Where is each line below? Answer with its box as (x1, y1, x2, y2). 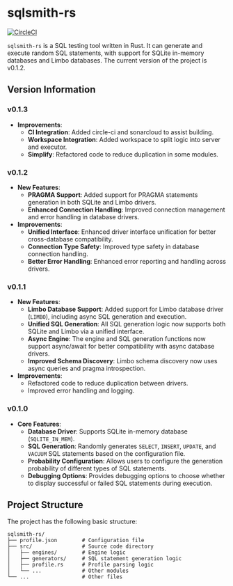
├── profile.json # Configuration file (7, 537, 145, 544)
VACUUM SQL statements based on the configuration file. (27, 449, 186, 457)
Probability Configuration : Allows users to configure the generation (27, 457, 223, 465)
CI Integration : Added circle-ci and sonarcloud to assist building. (27, 127, 214, 136)
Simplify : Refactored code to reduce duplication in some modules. (27, 150, 219, 158)
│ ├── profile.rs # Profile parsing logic (7, 562, 154, 569)
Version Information (7, 84, 96, 95)
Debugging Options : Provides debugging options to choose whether (27, 471, 225, 480)
